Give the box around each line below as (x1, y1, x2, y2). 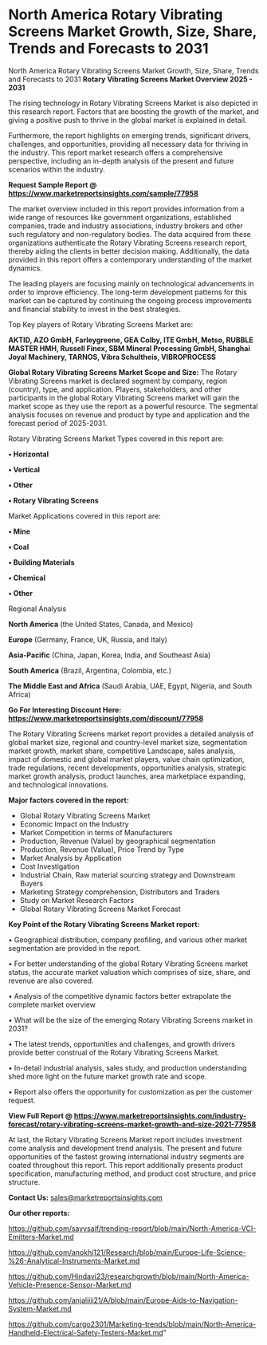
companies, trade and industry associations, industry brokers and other (8, 221, 243, 231)
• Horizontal (8, 449, 49, 459)
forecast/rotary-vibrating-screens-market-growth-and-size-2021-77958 (8, 1119, 257, 1129)
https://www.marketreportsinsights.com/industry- (73, 1110, 247, 1120)
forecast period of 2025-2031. (8, 418, 108, 428)
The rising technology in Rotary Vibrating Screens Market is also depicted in (8, 98, 258, 108)
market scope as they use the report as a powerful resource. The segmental (8, 401, 258, 411)
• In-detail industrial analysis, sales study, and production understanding (8, 1063, 247, 1072)
